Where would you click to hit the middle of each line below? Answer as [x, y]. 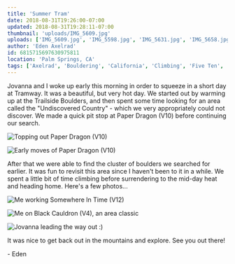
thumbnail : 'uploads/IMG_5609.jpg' [59, 33]
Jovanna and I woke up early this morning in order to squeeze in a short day [117, 85]
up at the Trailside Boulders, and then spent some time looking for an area [114, 100]
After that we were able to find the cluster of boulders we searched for [109, 164]
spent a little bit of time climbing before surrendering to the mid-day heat [112, 179]
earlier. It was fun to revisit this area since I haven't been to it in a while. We [116, 171]
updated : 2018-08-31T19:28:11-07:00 [60, 27]
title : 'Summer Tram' [39, 14]
